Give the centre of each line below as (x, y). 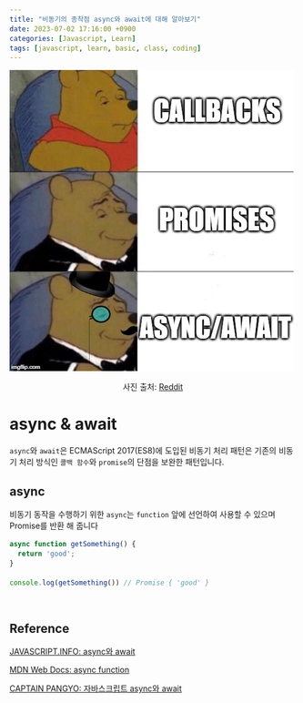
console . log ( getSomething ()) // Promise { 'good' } (109, 583)
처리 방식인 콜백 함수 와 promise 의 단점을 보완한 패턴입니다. (121, 462)
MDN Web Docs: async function (70, 670)
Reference (40, 628)
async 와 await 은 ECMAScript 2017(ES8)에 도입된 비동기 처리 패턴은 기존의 (143, 451)
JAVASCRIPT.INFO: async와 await (72, 652)
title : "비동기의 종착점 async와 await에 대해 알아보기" (105, 19)
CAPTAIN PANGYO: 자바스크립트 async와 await (96, 688)
